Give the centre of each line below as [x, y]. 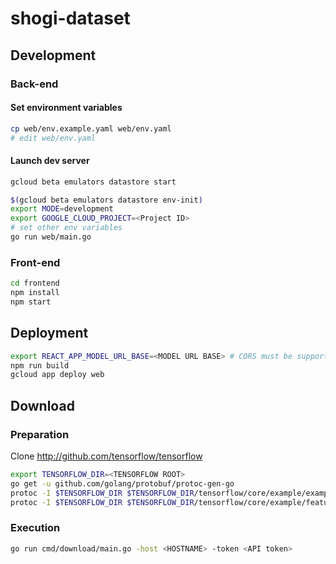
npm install [35, 293]
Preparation [40, 434]
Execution [35, 528]
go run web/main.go [51, 237]
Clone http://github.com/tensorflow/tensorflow [106, 456]
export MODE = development [62, 209]
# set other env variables [66, 228]
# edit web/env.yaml [53, 138]
